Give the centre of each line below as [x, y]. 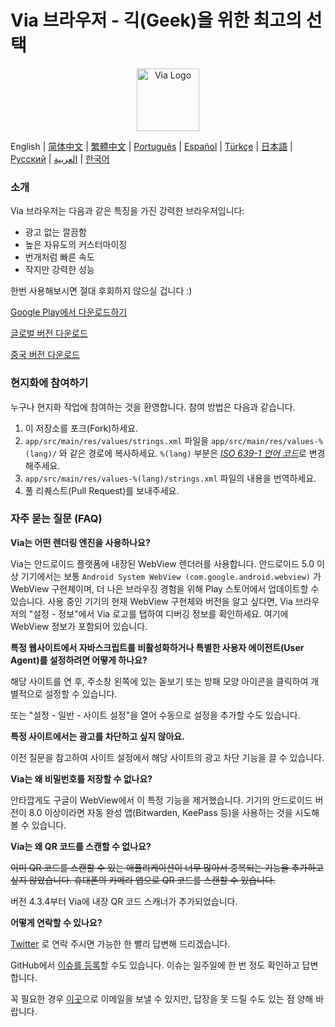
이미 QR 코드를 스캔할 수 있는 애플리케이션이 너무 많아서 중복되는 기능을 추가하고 [167, 867]
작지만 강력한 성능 [59, 270]
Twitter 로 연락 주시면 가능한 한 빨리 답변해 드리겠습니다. [120, 943]
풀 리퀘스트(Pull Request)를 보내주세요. [102, 490]
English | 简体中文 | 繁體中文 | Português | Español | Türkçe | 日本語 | [151, 146]
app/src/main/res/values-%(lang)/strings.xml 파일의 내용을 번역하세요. [170, 478]
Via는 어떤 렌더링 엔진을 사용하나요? [80, 542]
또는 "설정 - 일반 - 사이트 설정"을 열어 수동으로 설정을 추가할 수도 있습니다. [155, 715]
